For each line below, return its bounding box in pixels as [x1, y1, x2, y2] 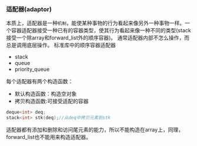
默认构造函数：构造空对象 [14, 90, 77, 97]
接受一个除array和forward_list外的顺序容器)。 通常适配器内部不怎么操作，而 [6, 34, 190, 42]
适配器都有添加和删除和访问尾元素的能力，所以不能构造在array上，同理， [6, 126, 184, 133]
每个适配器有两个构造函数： [6, 78, 74, 85]
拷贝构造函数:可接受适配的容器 [14, 98, 89, 105]
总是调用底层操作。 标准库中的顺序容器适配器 [6, 42, 116, 49]
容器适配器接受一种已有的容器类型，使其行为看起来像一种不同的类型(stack [11, 27, 191, 34]
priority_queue [14, 66, 50, 73]
